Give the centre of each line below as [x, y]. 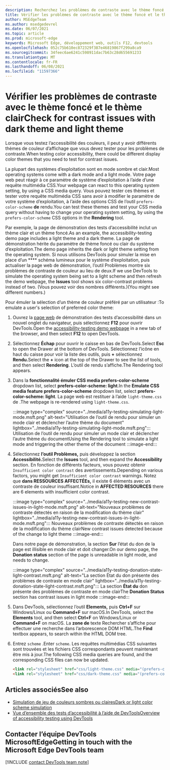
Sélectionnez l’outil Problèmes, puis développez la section [74, 454]
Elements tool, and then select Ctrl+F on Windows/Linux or [75, 618]
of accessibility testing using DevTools [53, 718]
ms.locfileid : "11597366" [32, 72]
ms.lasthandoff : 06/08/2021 [35, 67]
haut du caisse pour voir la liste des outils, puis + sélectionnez [77, 354]
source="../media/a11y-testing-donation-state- [114, 570]
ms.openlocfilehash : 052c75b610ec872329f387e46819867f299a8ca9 [73, 48]
